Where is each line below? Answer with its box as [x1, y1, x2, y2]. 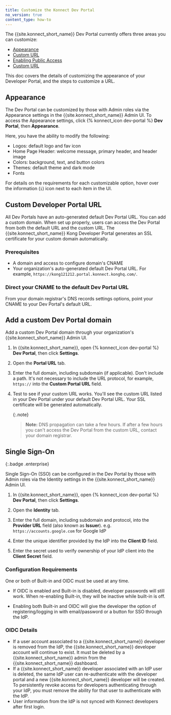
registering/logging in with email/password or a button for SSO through [12, 608, 162, 615]
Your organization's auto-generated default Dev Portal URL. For [12, 265, 146, 272]
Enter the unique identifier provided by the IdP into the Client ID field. [12, 538, 158, 544]
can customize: [5, 36, 38, 43]
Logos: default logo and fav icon [12, 143, 81, 149]
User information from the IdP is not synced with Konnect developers [12, 698, 158, 704]
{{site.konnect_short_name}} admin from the [12, 655, 106, 661]
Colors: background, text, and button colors [12, 159, 105, 166]
